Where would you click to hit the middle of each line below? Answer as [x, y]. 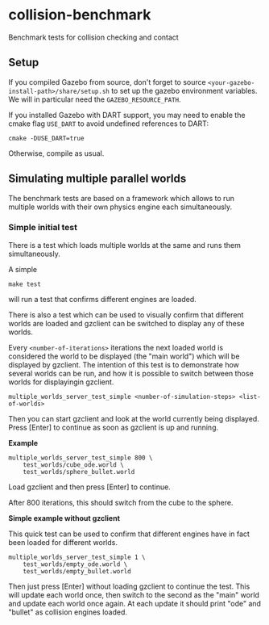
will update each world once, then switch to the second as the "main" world [134, 594]
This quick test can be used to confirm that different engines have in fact [129, 534]
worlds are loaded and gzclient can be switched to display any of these [126, 323]
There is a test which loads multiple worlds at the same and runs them [125, 245]
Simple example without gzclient [64, 518]
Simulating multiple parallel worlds [97, 179]
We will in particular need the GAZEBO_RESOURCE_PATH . [95, 99]
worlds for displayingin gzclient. [61, 382]
